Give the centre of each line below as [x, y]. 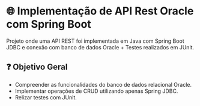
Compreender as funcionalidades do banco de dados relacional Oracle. [103, 84]
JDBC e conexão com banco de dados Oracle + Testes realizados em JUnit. [100, 47]
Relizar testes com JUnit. [46, 97]
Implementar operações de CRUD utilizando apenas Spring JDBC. [96, 91]
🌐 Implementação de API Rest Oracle [100, 11]
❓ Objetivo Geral [37, 67]
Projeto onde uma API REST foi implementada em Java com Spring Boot [95, 41]
